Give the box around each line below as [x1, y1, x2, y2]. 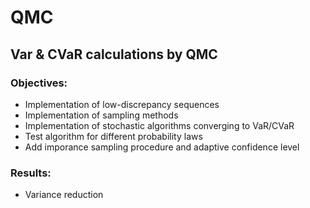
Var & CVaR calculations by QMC [10, 46, 218, 63]
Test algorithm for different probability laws [24, 130, 203, 142]
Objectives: [10, 76, 68, 90]
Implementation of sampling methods [24, 109, 179, 121]
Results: [10, 166, 52, 180]
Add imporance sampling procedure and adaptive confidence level [24, 141, 300, 153]
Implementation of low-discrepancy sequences [24, 98, 220, 110]
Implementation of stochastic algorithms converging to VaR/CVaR [24, 119, 295, 131]
